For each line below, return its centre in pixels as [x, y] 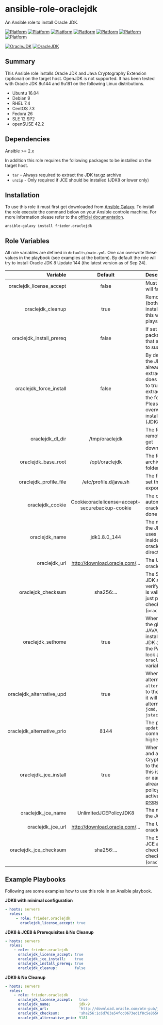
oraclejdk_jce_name [43, 813]
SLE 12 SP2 [23, 119]
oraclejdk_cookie [47, 505]
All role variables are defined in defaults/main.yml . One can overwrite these [81, 253]
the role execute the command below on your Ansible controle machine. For [81, 212]
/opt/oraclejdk [106, 462]
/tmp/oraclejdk [106, 439]
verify [152, 586]
